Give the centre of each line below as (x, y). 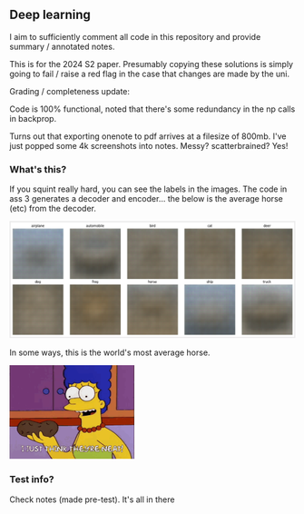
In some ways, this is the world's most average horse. (110, 352)
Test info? (32, 479)
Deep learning (50, 15)
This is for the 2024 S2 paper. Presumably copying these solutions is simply (151, 64)
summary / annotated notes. (62, 46)
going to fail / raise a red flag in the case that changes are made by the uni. (150, 74)
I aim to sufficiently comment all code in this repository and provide (135, 36)
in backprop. (33, 118)
